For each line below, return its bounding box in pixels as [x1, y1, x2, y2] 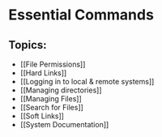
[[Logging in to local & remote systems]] [19, 77, 155, 86]
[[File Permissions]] [19, 59, 86, 69]
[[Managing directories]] [19, 85, 102, 95]
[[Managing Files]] [19, 94, 83, 103]
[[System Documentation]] [19, 120, 109, 129]
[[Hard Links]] [19, 68, 67, 78]
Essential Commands [8, 6, 154, 24]
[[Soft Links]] [19, 111, 65, 121]
